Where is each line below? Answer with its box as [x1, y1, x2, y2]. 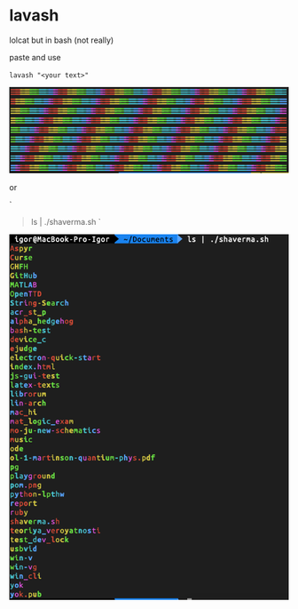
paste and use [9, 52, 61, 62]
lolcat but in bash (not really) [9, 35, 114, 45]
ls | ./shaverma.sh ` [30, 216, 102, 227]
